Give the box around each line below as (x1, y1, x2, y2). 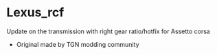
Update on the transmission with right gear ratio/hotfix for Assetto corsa (6, 27, 210, 35)
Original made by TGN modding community (16, 40, 139, 48)
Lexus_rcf (6, 5, 65, 20)
